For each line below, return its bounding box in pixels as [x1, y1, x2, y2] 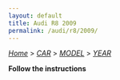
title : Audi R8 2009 [8, 19, 78, 27]
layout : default [8, 11, 62, 20]
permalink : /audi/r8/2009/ [8, 26, 98, 34]
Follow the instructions [8, 64, 86, 74]
